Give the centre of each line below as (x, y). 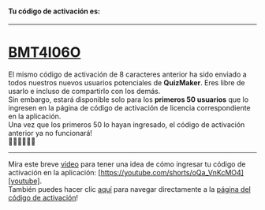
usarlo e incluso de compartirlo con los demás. (84, 92)
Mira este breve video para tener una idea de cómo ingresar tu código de (127, 164)
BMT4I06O (45, 52)
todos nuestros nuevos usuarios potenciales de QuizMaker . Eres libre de (127, 83)
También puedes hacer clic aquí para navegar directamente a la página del (129, 189)
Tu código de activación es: (54, 11)
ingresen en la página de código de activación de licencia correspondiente (129, 108)
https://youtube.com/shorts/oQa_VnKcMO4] (172, 173)
